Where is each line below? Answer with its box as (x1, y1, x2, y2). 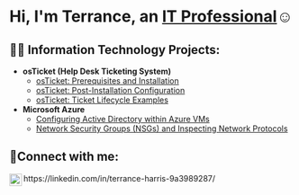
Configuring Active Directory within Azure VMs (35, 114, 210, 124)
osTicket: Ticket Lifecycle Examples (35, 94, 169, 105)
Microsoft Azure (22, 104, 86, 114)
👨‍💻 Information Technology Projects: (9, 42, 221, 58)
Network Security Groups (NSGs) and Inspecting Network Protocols (35, 123, 288, 134)
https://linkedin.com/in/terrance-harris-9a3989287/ (23, 173, 216, 183)
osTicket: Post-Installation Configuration (35, 85, 186, 95)
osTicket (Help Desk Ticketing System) (22, 66, 172, 76)
